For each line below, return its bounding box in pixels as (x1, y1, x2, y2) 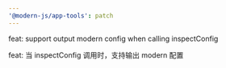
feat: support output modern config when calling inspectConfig (8, 34, 219, 43)
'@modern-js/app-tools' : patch (8, 11, 114, 20)
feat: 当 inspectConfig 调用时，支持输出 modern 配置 (8, 50, 184, 60)
